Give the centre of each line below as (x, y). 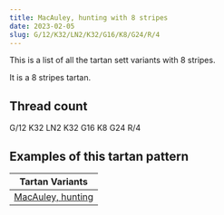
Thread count (49, 106)
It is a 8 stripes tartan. (50, 78)
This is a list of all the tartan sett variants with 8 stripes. (112, 61)
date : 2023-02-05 (42, 26)
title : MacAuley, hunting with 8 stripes (89, 18)
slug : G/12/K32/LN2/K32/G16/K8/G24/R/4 (85, 34)
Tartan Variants (54, 182)
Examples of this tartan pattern (99, 156)
